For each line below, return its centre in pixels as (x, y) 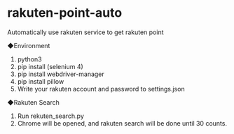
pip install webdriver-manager (61, 74)
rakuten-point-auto (65, 13)
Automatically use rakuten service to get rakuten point (85, 32)
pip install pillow (41, 81)
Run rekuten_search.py (50, 116)
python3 (29, 59)
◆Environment (29, 45)
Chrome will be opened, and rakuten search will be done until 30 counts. (122, 123)
